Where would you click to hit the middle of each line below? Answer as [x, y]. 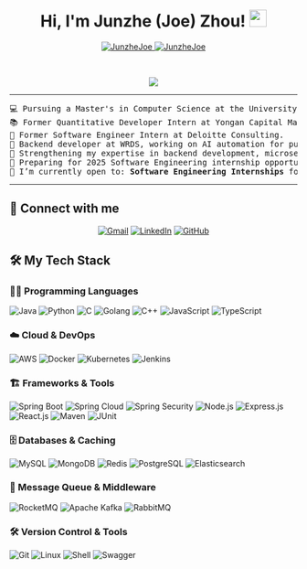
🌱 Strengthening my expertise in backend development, [135, 153]
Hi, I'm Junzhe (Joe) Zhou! [143, 21]
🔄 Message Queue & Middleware [83, 488]
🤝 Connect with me [64, 209]
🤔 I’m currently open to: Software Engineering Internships [147, 171]
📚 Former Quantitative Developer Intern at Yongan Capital [146, 122]
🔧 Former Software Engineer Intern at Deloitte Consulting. [147, 134]
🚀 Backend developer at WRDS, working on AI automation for [147, 144]
